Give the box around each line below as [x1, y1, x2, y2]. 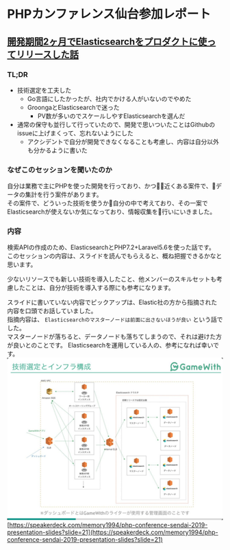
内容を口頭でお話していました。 [7, 307, 97, 315]
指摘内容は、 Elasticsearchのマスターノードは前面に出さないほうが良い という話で [7, 315, 223, 323]
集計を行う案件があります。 [25, 190, 103, 199]
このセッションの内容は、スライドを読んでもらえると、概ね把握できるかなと [7, 252, 222, 260]
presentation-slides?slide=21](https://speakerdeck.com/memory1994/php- [7, 528, 219, 536]
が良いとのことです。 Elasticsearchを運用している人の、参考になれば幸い [7, 341, 214, 350]
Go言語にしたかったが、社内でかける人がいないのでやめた [27, 94, 192, 103]
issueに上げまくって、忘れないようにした [16, 128, 133, 137]
